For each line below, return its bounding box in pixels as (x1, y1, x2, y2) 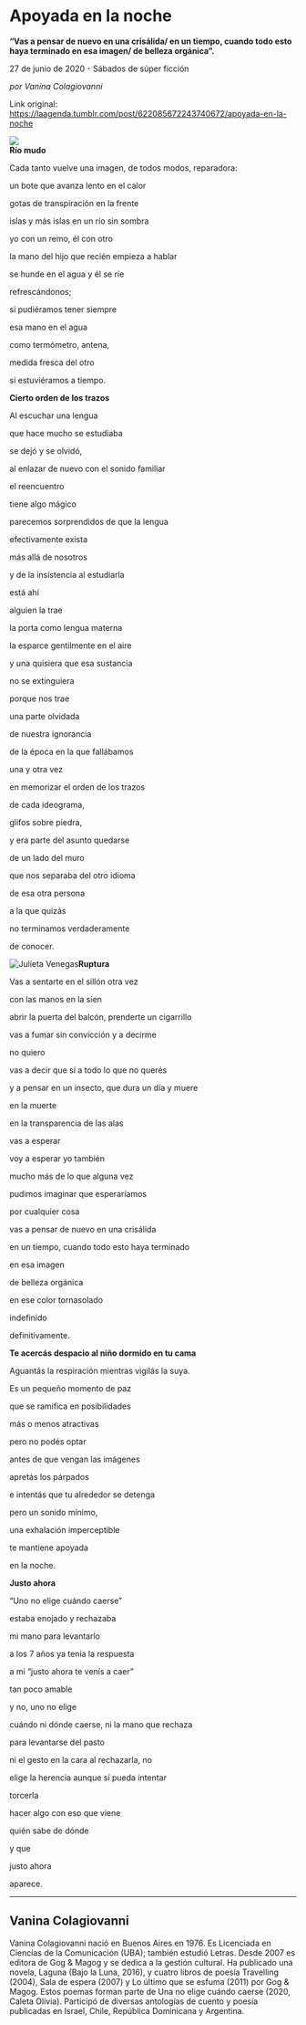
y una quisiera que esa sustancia (9, 657, 133, 668)
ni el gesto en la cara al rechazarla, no (9, 1754, 153, 1765)
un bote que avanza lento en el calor (9, 180, 147, 191)
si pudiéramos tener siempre (9, 303, 117, 315)
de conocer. (9, 940, 55, 951)
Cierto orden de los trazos (9, 392, 110, 403)
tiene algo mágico (9, 498, 77, 509)
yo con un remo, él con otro (9, 233, 114, 244)
